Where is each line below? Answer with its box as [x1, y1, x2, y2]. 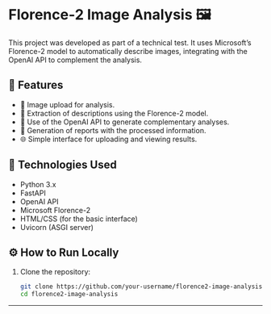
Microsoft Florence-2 [19, 205, 91, 215]
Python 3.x [19, 179, 56, 189]
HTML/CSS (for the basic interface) [19, 214, 139, 224]
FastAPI [19, 188, 46, 198]
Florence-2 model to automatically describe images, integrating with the [8, 46, 248, 56]
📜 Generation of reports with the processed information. [19, 125, 206, 135]
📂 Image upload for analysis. [19, 99, 115, 109]
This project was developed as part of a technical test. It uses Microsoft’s [8, 37, 252, 48]
